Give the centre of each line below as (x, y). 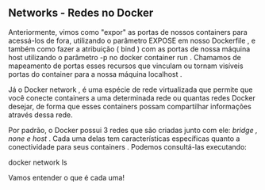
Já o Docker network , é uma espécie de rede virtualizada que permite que (131, 89)
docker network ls (38, 162)
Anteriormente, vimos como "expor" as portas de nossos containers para (128, 32)
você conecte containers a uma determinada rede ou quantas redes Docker (132, 97)
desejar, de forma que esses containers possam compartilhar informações (130, 106)
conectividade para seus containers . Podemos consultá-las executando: (128, 146)
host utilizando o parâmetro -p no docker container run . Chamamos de (125, 57)
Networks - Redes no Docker (81, 13)
